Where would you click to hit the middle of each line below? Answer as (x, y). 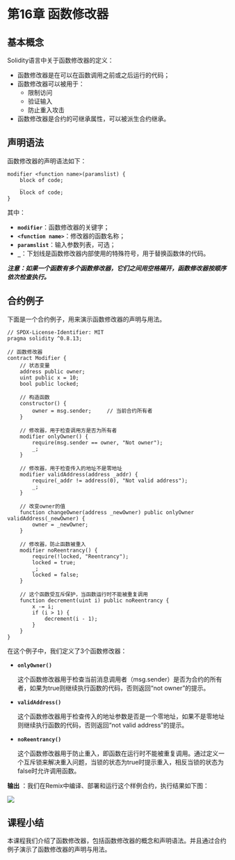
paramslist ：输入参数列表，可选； (66, 244)
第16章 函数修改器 (58, 14)
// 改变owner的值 (43, 506)
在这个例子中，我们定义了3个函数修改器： (67, 651)
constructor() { (43, 403)
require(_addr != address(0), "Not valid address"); (110, 481)
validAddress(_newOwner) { (46, 518)
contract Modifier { (37, 358)
